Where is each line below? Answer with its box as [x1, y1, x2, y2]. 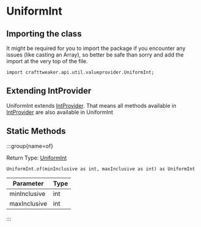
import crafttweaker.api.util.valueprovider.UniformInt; [6, 69, 155, 75]
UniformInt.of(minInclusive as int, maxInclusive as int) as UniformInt [6, 166, 196, 172]
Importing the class [6, 29, 82, 39]
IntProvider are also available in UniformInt [6, 108, 114, 116]
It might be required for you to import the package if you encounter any [6, 44, 186, 52]
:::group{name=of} [6, 142, 54, 150]
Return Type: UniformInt [6, 154, 67, 161]
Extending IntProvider [6, 86, 92, 96]
